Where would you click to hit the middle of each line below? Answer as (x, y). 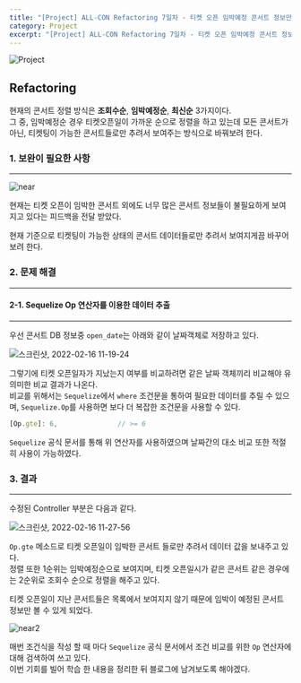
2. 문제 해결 (33, 272)
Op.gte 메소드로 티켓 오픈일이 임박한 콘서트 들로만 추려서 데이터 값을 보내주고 (144, 547)
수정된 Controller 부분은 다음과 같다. (73, 508)
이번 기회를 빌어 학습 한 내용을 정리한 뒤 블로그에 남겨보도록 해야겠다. (130, 670)
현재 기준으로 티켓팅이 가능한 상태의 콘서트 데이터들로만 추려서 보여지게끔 (138, 236)
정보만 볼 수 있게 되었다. (51, 610)
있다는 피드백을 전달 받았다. (74, 217)
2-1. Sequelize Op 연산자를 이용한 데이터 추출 (90, 305)
